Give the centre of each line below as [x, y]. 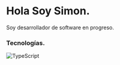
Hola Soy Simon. [48, 11]
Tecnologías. [25, 43]
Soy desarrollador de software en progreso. [60, 27]
